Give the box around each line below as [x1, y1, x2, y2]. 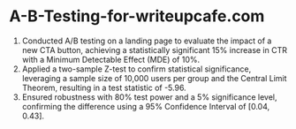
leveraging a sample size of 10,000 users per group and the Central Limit [21, 72, 287, 83]
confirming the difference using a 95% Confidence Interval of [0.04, [21, 101, 270, 111]
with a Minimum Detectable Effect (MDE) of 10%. [21, 54, 201, 64]
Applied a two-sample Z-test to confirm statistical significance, [21, 64, 252, 74]
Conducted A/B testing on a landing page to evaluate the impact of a [21, 35, 272, 46]
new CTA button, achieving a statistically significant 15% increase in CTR [21, 44, 287, 55]
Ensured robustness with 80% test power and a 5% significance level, [21, 91, 277, 102]
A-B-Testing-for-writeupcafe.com [9, 6, 265, 27]
